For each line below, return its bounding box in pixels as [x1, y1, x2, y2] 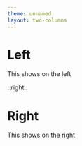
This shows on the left [7, 70, 71, 78]
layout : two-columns [7, 17, 68, 24]
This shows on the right [7, 131, 76, 140]
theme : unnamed [7, 10, 52, 17]
